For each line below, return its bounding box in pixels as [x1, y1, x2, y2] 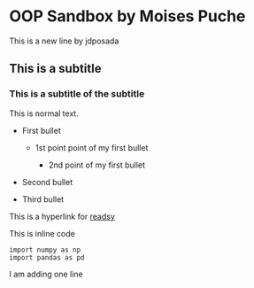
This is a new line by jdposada [9, 35, 119, 46]
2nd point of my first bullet [48, 160, 146, 170]
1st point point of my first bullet [35, 142, 149, 152]
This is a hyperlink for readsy [9, 211, 115, 222]
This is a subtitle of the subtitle [9, 88, 145, 100]
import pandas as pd [9, 253, 86, 262]
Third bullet [21, 193, 65, 205]
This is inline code [9, 228, 75, 238]
